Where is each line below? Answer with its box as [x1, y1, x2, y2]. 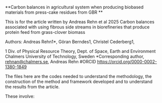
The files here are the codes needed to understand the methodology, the [5, 74, 152, 79]
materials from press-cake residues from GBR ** [5, 9, 103, 15]
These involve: [5, 93, 35, 99]
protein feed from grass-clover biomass [5, 29, 86, 35]
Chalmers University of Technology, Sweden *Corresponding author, [5, 53, 144, 59]
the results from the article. [5, 84, 60, 90]
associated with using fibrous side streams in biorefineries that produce [5, 24, 150, 30]
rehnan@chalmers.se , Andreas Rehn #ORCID [5, 59, 96, 64]
